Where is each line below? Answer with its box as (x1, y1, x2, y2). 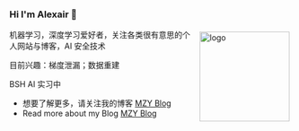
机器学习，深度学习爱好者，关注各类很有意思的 (9, 30, 182, 40)
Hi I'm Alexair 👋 (9, 8, 78, 21)
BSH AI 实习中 (9, 79, 61, 90)
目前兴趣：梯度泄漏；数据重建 (9, 60, 119, 71)
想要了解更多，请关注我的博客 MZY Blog (22, 98, 172, 109)
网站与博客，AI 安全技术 (16, 40, 106, 52)
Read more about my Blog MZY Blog (22, 108, 157, 119)
